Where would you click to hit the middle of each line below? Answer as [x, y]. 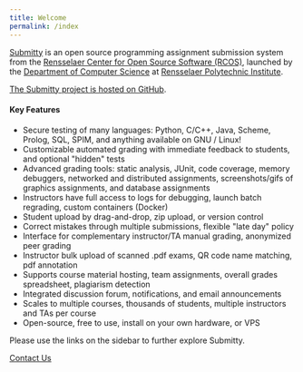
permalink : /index [44, 26]
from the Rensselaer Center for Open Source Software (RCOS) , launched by [151, 62]
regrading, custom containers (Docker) [95, 207]
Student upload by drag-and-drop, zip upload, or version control [143, 216]
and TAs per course [59, 313]
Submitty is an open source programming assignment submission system [147, 52]
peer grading [47, 245]
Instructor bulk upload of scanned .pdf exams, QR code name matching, [157, 255]
